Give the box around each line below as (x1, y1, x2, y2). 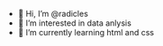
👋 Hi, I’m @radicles (17, 9, 88, 19)
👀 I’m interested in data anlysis (17, 18, 132, 28)
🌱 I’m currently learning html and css (17, 27, 155, 37)
